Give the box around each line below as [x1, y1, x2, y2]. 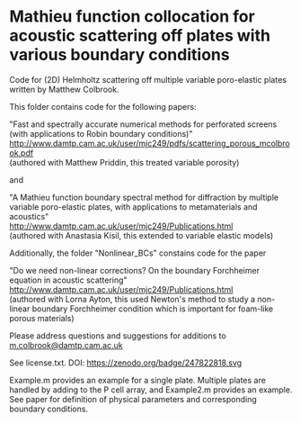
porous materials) [9, 312, 75, 323]
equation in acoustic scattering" [9, 274, 128, 285]
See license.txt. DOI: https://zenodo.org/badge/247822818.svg [9, 357, 243, 368]
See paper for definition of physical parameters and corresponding [9, 393, 258, 404]
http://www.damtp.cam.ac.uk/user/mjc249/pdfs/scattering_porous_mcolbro [9, 138, 290, 148]
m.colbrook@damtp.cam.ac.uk [9, 339, 123, 350]
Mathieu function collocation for [9, 6, 256, 27]
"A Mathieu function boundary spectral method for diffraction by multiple [9, 192, 279, 202]
